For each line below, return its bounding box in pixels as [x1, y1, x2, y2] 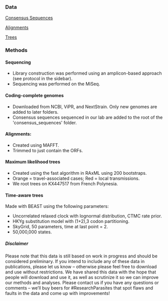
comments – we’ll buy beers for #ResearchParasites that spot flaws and [5, 285, 153, 291]
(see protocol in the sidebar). [12, 76, 73, 82]
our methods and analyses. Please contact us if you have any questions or [5, 279, 159, 286]
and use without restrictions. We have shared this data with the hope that [5, 269, 156, 275]
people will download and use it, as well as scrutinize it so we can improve [5, 274, 159, 280]
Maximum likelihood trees [5, 159, 61, 165]
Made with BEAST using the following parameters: [5, 203, 109, 209]
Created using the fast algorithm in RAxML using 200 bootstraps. [12, 170, 147, 176]
